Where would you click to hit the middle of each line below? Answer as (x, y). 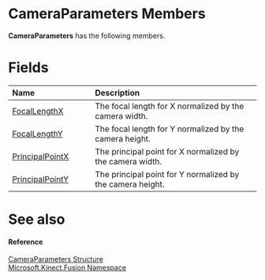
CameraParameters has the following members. (87, 36)
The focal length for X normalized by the (169, 106)
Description (117, 93)
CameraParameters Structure (56, 259)
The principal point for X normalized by (167, 151)
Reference (26, 241)
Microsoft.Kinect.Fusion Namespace (67, 268)
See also (37, 219)
